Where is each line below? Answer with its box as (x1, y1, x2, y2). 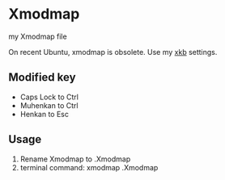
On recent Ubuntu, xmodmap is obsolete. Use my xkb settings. (8, 47, 218, 57)
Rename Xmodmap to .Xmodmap (19, 154, 131, 164)
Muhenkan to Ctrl (19, 100, 79, 110)
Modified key (8, 70, 76, 85)
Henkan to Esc (19, 109, 69, 119)
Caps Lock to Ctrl (19, 92, 79, 102)
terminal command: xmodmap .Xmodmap (19, 162, 159, 172)
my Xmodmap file (8, 31, 67, 41)
